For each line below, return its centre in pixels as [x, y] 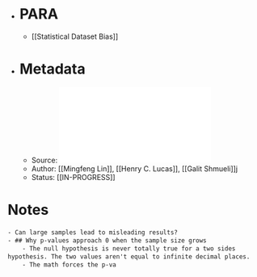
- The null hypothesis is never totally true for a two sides [129, 248]
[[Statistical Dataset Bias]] [75, 36]
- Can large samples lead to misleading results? [93, 232]
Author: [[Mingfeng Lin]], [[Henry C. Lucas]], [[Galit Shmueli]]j [135, 168]
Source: [44, 160]
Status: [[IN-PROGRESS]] [73, 177]
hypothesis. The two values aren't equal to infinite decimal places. [129, 256]
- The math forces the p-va [69, 264]
